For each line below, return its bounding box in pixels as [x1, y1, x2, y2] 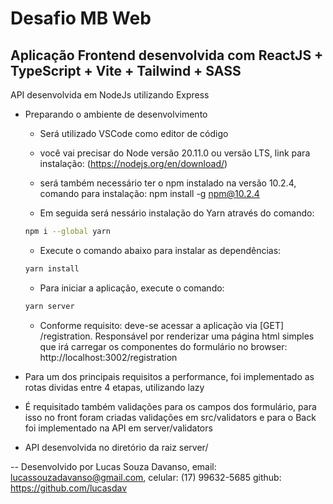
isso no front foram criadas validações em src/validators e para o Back [24, 411, 317, 423]
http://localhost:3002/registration [39, 351, 178, 363]
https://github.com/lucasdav [10, 482, 128, 494]
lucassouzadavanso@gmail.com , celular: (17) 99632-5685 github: [10, 471, 282, 483]
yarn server [24, 301, 75, 311]
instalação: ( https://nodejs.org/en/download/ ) [39, 158, 228, 169]
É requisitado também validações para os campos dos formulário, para [24, 400, 317, 412]
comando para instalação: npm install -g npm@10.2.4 [39, 188, 260, 199]
